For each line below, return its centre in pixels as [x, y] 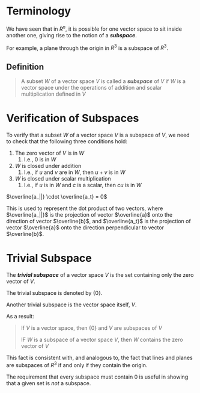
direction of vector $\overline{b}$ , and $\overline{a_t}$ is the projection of [98, 221]
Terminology [38, 11]
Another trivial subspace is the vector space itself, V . [71, 305]
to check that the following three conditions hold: [67, 141]
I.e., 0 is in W [40, 159]
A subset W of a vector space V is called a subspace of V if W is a [103, 81]
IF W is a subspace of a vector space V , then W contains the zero [102, 339]
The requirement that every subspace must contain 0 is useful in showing [97, 377]
